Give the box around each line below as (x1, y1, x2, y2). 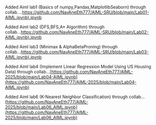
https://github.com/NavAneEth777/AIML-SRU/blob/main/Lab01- (21, 9, 150, 15)
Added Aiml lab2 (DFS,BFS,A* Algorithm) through (5, 24, 105, 30)
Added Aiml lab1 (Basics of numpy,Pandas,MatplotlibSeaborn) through (5, 4, 146, 10)
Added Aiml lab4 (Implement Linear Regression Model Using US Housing (5, 63, 152, 69)
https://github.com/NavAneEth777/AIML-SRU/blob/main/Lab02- (20, 29, 149, 35)
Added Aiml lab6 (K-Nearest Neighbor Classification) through (5, 94, 128, 100)
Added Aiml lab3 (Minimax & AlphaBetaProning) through (5, 44, 118, 49)
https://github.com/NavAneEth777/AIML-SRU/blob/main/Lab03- (20, 49, 149, 55)
